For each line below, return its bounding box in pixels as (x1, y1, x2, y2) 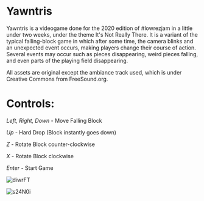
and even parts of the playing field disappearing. (6, 57, 128, 64)
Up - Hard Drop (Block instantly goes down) (6, 128, 117, 136)
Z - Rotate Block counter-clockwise (6, 141, 96, 148)
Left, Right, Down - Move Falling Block (6, 117, 102, 124)
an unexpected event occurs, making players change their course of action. (6, 44, 196, 51)
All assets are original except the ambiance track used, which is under (6, 68, 182, 76)
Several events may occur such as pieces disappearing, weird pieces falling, (6, 50, 199, 57)
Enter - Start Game (6, 164, 54, 172)
